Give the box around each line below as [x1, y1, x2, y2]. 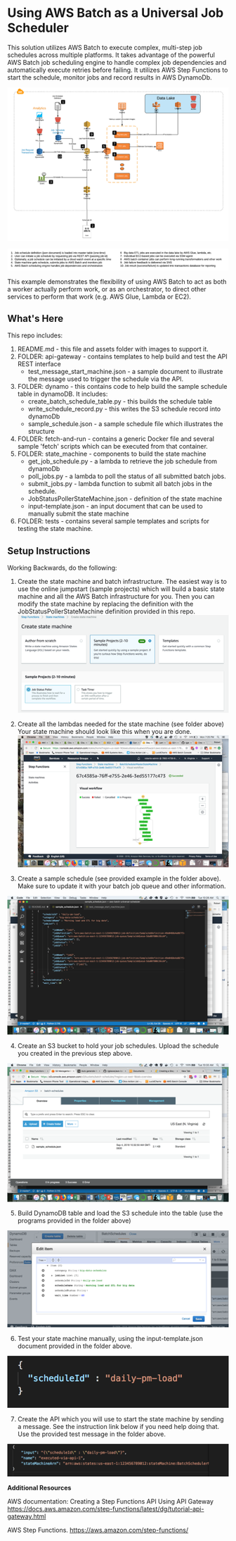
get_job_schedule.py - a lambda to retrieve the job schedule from [27, 457, 218, 466]
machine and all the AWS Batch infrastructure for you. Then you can [17, 592, 215, 601]
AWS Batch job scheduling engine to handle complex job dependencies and [7, 58, 227, 66]
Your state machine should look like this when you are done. [17, 728, 192, 736]
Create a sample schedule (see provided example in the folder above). [17, 875, 221, 883]
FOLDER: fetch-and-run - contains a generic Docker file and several [17, 435, 214, 443]
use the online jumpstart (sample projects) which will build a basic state [17, 585, 225, 593]
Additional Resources [7, 1483, 72, 1492]
